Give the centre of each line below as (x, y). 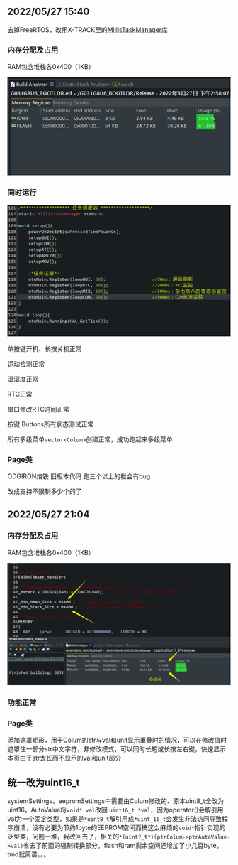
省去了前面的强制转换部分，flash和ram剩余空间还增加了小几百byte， (123, 845)
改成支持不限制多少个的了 (45, 491)
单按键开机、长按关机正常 (45, 348)
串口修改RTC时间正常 (38, 409)
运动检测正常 (26, 364)
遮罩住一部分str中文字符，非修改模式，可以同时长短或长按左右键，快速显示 (117, 749)
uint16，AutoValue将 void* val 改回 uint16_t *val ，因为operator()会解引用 (115, 810)
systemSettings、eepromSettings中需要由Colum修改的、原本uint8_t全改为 (116, 801)
